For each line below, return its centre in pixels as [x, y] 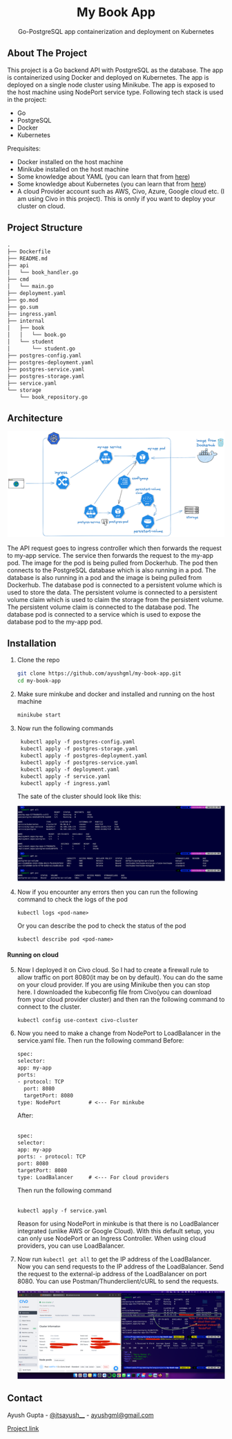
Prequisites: [24, 148]
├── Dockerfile [29, 251]
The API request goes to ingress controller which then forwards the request [115, 548]
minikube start [39, 715]
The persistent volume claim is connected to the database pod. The [103, 607]
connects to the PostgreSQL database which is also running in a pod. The [112, 570]
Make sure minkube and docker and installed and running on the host [116, 694]
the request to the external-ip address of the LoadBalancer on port [112, 1274]
